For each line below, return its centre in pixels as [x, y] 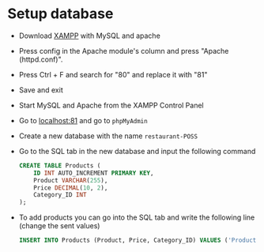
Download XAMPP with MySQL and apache [90, 36]
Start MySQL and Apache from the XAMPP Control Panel [111, 105]
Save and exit [41, 90]
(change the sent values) [59, 226]
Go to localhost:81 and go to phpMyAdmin [83, 120]
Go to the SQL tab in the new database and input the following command [137, 151]
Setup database [60, 14]
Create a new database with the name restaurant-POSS [108, 136]
